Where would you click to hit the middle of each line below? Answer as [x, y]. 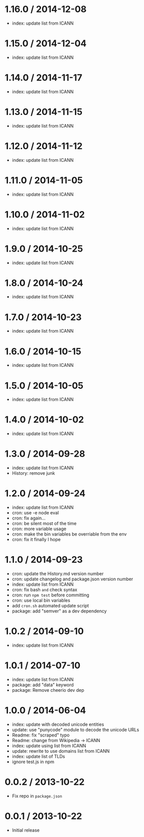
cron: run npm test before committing [51, 595]
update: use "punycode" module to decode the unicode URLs [76, 729]
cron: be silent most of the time [44, 524]
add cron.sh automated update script [50, 606]
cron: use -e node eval [35, 513]
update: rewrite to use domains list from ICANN [61, 751]
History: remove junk [34, 473]
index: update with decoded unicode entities [58, 724]
